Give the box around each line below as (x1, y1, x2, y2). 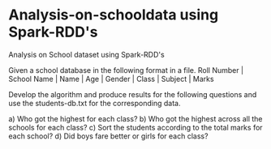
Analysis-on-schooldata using (8, 6, 219, 24)
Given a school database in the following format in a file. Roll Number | (8, 65, 244, 74)
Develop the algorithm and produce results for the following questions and (8, 89, 257, 99)
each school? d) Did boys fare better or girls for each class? (8, 131, 209, 141)
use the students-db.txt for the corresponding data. (8, 98, 181, 108)
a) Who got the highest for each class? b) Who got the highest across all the (8, 113, 263, 123)
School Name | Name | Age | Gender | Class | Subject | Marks (8, 74, 214, 83)
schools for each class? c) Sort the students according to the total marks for (8, 122, 263, 132)
